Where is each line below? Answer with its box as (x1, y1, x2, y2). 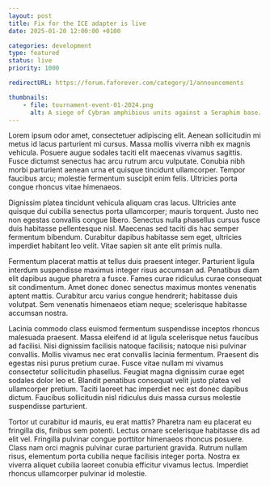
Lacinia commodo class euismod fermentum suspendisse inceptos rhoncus (8, 324, 260, 334)
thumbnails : (8, 93, 49, 101)
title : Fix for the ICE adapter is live (8, 19, 147, 28)
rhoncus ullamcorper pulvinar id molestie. (8, 469, 147, 479)
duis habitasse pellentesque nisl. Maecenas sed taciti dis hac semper (8, 224, 239, 233)
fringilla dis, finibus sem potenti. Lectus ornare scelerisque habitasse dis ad (8, 426, 260, 436)
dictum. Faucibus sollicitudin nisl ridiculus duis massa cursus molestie (8, 393, 242, 403)
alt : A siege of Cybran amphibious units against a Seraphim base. (29, 109, 263, 117)
